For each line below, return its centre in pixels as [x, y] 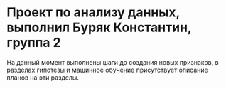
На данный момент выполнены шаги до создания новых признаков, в [113, 62]
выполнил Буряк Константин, [99, 27]
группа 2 [34, 43]
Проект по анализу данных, [93, 12]
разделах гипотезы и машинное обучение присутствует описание [108, 70]
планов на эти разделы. [43, 77]
